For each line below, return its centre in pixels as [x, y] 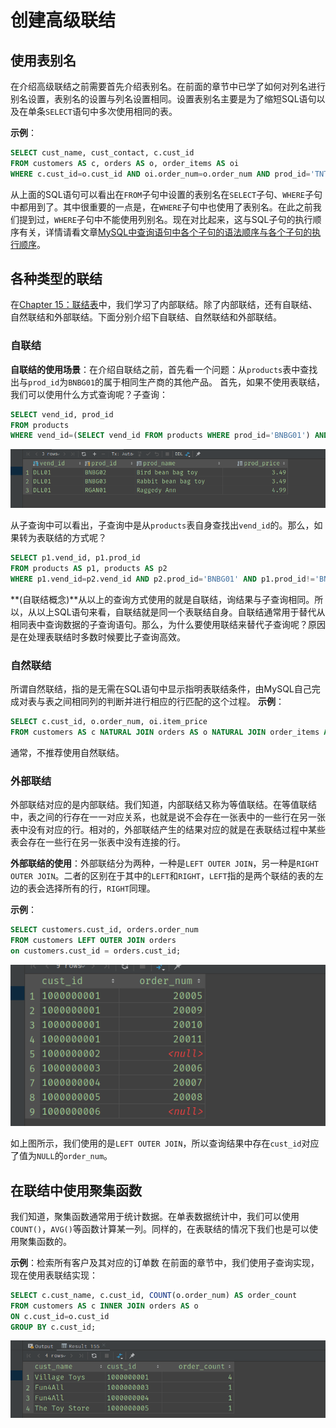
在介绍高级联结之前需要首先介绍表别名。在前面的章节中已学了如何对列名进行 [168, 86]
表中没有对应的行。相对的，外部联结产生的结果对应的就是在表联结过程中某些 [168, 830]
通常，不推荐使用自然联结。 [67, 752]
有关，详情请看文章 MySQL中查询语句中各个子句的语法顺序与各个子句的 [165, 232]
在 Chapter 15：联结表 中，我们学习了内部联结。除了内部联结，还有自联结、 [164, 305]
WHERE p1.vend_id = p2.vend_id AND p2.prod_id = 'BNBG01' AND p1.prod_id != [162, 579]
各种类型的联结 [56, 279]
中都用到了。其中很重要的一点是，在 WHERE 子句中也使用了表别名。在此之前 [161, 207]
